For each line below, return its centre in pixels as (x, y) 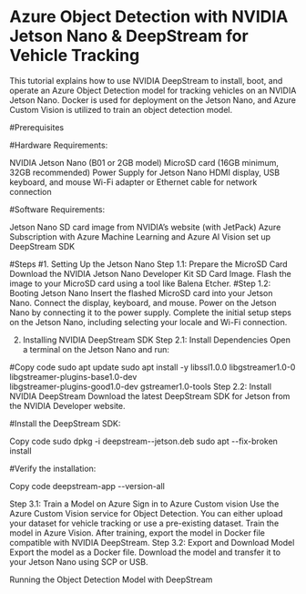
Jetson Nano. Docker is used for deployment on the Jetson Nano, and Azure (153, 100)
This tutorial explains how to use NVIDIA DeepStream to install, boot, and (146, 80)
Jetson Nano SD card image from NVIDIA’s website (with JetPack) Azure (145, 227)
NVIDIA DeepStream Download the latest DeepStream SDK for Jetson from (150, 396)
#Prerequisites (37, 127)
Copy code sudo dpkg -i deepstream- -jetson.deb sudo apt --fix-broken (143, 441)
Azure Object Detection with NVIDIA (149, 17)
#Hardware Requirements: (59, 145)
